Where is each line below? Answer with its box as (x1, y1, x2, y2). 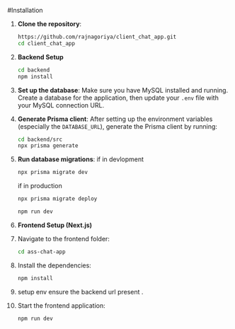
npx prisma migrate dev (17, 169, 88, 176)
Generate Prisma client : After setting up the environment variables (17, 115, 213, 123)
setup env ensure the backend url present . (17, 287, 144, 296)
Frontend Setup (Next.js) (17, 221, 93, 229)
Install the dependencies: (17, 261, 92, 270)
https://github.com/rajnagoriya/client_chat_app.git (17, 33, 177, 40)
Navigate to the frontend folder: (17, 234, 110, 243)
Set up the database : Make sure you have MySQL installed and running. (17, 86, 229, 94)
